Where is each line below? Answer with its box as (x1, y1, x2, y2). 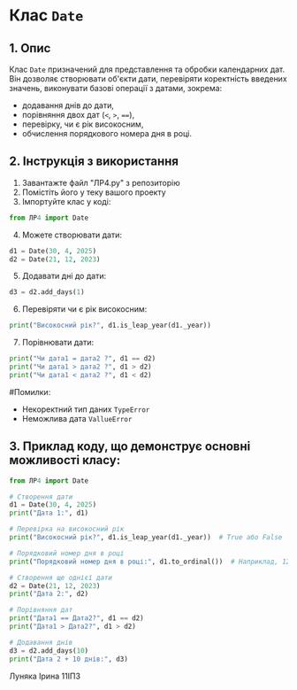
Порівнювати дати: (21, 337, 95, 348)
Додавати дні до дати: (21, 271, 107, 282)
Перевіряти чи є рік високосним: (21, 304, 148, 314)
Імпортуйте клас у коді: (21, 196, 111, 206)
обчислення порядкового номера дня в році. (21, 128, 193, 138)
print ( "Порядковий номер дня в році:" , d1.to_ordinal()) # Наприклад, (9, 557, 278, 566)
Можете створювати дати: (21, 229, 122, 240)
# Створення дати (9, 492, 73, 501)
